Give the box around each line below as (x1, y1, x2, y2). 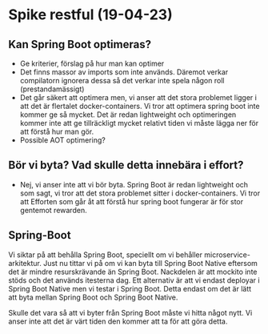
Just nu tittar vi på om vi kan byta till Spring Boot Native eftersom (42, 258, 258, 268)
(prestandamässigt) (19, 84, 85, 94)
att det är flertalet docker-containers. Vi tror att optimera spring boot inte (19, 102, 260, 111)
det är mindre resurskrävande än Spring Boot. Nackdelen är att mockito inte (8, 267, 258, 276)
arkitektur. (8, 258, 42, 268)
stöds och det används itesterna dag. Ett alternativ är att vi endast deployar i (8, 275, 260, 285)
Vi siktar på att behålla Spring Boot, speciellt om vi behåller (8, 250, 202, 260)
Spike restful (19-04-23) (8, 6, 174, 24)
